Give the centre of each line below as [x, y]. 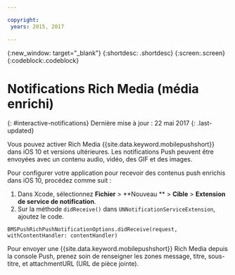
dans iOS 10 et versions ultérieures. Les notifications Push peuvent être [111, 152]
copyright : [23, 20]
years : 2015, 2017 [37, 26]
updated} [21, 130]
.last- [204, 123]
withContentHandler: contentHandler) [63, 236]
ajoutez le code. [41, 216]
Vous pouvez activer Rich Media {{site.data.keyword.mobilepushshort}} [111, 145]
